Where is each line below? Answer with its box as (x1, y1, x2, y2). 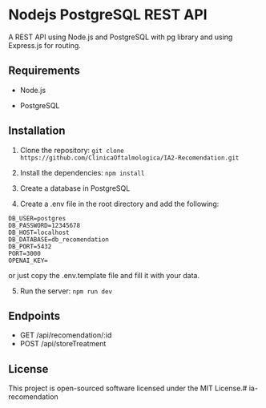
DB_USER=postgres (8, 214, 66, 222)
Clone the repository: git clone (19, 145, 124, 155)
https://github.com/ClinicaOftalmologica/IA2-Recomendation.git (19, 154, 240, 162)
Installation (8, 124, 66, 138)
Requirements (8, 64, 80, 78)
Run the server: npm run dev (19, 286, 113, 296)
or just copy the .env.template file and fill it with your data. (8, 270, 200, 280)
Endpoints (8, 309, 61, 322)
